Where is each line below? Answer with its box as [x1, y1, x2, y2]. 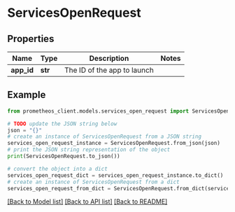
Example [7, 89, 46, 101]
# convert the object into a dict [7, 165, 108, 172]
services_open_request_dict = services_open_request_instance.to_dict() [7, 171, 224, 179]
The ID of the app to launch [64, 65, 154, 75]
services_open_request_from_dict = [7, 185, 111, 192]
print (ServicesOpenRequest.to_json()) [7, 153, 120, 160]
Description [89, 54, 129, 63]
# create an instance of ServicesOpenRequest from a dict [7, 178, 180, 185]
